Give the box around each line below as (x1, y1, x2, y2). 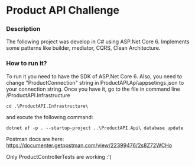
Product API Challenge (6, 4, 120, 17)
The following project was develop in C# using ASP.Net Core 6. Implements (6, 38, 190, 45)
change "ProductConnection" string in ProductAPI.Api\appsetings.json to (6, 79, 184, 86)
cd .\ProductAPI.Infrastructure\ (6, 103, 89, 109)
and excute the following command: (6, 113, 93, 120)
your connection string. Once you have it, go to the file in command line (6, 85, 180, 92)
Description (6, 25, 41, 33)
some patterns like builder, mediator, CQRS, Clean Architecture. (6, 44, 161, 52)
